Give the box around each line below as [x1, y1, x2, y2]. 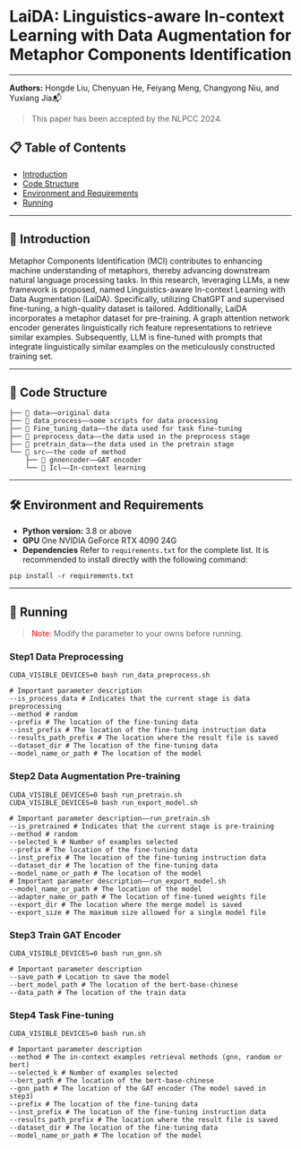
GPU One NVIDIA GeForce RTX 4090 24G [21, 535, 177, 546]
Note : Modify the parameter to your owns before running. [30, 628, 244, 638]
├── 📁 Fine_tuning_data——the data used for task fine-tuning [9, 424, 243, 434]
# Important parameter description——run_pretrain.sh [9, 814, 211, 823]
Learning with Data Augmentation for [9, 25, 292, 46]
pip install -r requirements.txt [9, 572, 134, 581]
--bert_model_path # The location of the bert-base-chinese [9, 980, 239, 989]
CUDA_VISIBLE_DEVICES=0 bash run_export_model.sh [9, 798, 199, 808]
